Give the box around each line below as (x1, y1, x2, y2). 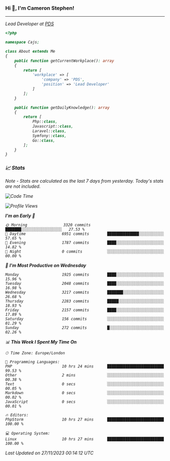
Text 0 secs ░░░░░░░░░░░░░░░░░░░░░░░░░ (5, 382, 164, 387)
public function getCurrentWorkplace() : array (14, 58, 114, 63)
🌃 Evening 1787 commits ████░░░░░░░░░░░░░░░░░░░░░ (5, 240, 164, 245)
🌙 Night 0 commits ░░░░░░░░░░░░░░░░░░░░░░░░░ (5, 249, 164, 254)
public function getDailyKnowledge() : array (14, 105, 110, 110)
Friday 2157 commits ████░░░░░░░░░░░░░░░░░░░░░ (5, 307, 164, 313)
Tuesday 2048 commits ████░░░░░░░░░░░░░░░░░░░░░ (5, 281, 164, 286)
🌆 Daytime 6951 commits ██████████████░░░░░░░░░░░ (5, 231, 164, 236)
